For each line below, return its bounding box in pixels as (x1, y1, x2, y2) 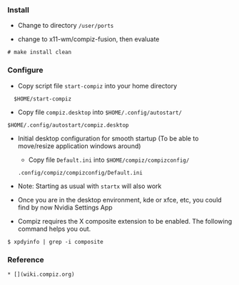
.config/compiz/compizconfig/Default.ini (17, 169, 143, 176)
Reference (7, 254, 44, 264)
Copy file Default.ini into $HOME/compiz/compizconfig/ (28, 155, 190, 164)
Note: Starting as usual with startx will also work (17, 182, 162, 190)
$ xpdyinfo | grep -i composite (7, 238, 103, 245)
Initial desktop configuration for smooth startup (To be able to (17, 134, 199, 142)
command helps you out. (17, 224, 91, 233)
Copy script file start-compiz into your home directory (17, 81, 178, 90)
